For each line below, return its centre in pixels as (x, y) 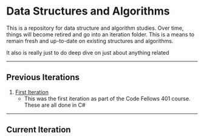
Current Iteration (39, 130)
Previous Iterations (43, 77)
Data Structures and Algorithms (88, 11)
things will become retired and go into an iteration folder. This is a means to (100, 34)
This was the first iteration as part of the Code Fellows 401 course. (107, 98)
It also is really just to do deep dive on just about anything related (88, 52)
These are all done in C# (55, 105)
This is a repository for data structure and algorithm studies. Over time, (95, 28)
